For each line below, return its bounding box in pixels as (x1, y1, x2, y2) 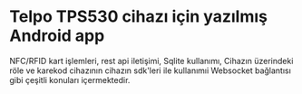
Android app (9, 25, 105, 46)
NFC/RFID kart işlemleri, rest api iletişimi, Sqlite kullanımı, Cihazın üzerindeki (9, 55, 294, 66)
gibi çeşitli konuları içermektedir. (9, 74, 131, 85)
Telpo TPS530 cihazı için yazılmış (9, 6, 268, 27)
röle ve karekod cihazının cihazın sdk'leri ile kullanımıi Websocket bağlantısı (9, 65, 292, 76)
